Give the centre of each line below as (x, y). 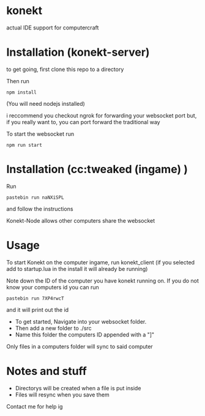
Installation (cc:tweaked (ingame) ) (97, 169)
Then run (18, 81)
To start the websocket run (40, 134)
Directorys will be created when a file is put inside (78, 388)
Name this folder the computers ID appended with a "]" (85, 335)
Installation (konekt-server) (78, 52)
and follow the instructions (40, 209)
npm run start (24, 145)
